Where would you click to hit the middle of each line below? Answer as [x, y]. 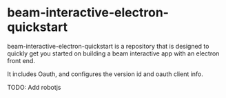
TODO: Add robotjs [34, 87]
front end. [21, 60]
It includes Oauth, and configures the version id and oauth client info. [105, 74]
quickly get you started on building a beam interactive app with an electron [113, 53]
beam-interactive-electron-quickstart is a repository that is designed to [108, 46]
